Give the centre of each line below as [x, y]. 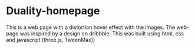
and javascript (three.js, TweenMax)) [51, 40]
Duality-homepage [53, 11]
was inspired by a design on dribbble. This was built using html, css [102, 33]
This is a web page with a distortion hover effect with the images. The [91, 27]
